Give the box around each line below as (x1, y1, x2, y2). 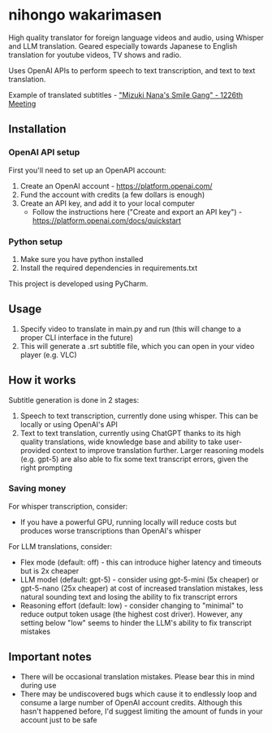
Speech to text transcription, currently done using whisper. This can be (19, 411, 258, 421)
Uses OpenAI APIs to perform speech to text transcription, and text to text (8, 65, 256, 75)
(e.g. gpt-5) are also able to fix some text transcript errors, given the (19, 454, 249, 464)
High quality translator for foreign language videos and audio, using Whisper (8, 33, 264, 42)
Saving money (8, 482, 67, 494)
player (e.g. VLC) (19, 350, 77, 360)
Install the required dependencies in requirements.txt (19, 263, 198, 273)
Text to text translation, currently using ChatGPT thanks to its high (19, 428, 241, 438)
